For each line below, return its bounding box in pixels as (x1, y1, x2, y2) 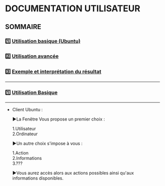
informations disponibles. (12, 175, 64, 181)
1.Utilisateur (12, 126, 36, 132)
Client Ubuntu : (12, 107, 43, 113)
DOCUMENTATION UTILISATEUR (5, 3, 140, 14)
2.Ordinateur (12, 131, 38, 137)
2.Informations (12, 155, 42, 161)
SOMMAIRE (5, 23, 42, 31)
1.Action (12, 150, 28, 156)
